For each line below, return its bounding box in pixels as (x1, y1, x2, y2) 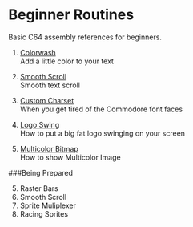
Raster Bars (19, 183, 58, 193)
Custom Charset (19, 95, 74, 105)
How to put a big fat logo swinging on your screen (19, 128, 186, 138)
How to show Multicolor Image (19, 152, 122, 162)
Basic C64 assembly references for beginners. (8, 32, 163, 42)
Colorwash (19, 47, 56, 57)
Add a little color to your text (19, 56, 115, 66)
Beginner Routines (8, 6, 135, 24)
